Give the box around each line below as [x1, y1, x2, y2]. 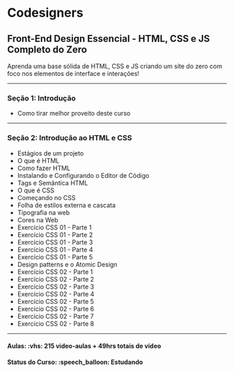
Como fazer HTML [17, 164, 71, 172]
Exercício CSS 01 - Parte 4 [17, 245, 93, 254]
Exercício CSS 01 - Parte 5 [17, 252, 93, 261]
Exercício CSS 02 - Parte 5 [17, 297, 94, 305]
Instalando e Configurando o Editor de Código [17, 171, 150, 179]
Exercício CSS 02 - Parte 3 [17, 282, 95, 291]
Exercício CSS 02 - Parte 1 [17, 267, 93, 276]
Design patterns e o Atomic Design [17, 260, 118, 268]
